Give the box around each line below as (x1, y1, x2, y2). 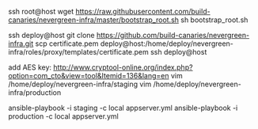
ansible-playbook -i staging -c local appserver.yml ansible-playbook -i (8, 103, 238, 112)
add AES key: (8, 63, 52, 72)
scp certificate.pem (35, 39, 99, 48)
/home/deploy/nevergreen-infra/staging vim (8, 79, 152, 89)
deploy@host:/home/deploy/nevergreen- (100, 39, 233, 48)
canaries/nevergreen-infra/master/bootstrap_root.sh (8, 15, 180, 25)
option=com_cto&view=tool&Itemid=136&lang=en (8, 71, 169, 80)
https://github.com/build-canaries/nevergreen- (96, 31, 250, 40)
